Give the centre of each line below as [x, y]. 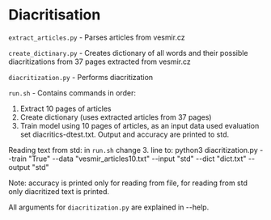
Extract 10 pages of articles [66, 108]
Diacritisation [55, 15]
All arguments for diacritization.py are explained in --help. [109, 207]
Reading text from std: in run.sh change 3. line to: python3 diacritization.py [133, 150]
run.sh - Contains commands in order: [72, 93]
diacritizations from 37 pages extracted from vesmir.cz [100, 61]
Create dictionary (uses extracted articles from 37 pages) [116, 117]
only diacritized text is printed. [59, 191]
